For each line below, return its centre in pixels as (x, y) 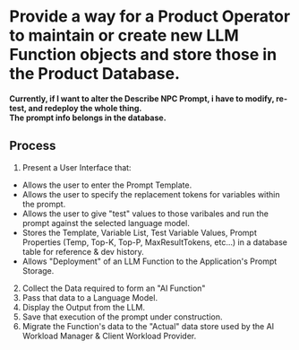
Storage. (38, 270)
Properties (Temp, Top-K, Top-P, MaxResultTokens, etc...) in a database (155, 242)
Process (33, 146)
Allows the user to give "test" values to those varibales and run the (145, 214)
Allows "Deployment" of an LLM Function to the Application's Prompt (149, 261)
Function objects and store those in (143, 55)
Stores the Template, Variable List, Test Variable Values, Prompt (139, 232)
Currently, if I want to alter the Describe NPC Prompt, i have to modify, (142, 98)
